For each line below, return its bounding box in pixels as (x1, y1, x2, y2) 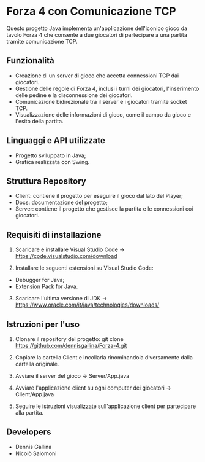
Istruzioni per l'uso (6, 319, 80, 329)
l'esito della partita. (15, 117, 64, 125)
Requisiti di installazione (6, 229, 102, 240)
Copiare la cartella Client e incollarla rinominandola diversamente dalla (15, 354, 193, 361)
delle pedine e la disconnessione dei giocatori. (15, 91, 133, 99)
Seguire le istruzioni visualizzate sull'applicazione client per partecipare (15, 402, 196, 410)
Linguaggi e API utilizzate (6, 135, 106, 146)
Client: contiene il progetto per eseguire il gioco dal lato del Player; (15, 192, 184, 200)
